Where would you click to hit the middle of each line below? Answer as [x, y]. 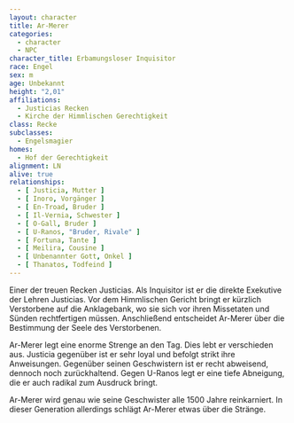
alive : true [31, 174]
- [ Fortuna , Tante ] [57, 240]
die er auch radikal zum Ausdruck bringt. [83, 382]
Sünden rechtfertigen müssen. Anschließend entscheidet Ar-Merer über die [147, 318]
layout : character [43, 17]
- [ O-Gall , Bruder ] [57, 223]
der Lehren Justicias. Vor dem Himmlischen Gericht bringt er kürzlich [135, 299]
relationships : [37, 183]
